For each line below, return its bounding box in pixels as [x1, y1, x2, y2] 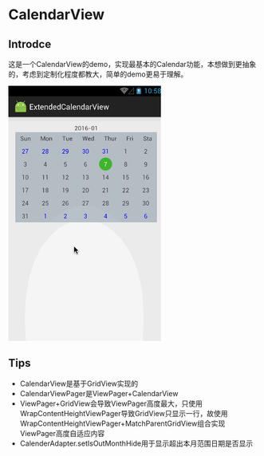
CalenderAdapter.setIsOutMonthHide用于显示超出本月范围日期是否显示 [19, 438, 254, 448]
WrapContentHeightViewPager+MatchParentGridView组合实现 [19, 419, 226, 428]
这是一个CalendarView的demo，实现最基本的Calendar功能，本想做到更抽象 [8, 60, 257, 69]
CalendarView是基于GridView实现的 [19, 379, 139, 388]
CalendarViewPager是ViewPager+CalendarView [19, 388, 179, 398]
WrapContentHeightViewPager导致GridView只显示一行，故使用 [19, 408, 228, 418]
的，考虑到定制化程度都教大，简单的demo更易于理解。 [8, 69, 188, 79]
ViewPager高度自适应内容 [19, 428, 105, 438]
